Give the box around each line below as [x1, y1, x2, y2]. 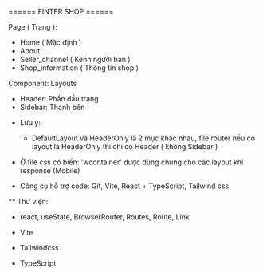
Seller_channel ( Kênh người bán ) [19, 55, 131, 64]
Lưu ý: [19, 118, 41, 127]
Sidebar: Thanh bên [19, 103, 85, 112]
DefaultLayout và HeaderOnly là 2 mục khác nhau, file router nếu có [31, 133, 256, 143]
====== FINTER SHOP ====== [8, 7, 114, 16]
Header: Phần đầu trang [19, 94, 99, 103]
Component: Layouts [8, 79, 77, 88]
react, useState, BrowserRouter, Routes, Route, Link [19, 212, 190, 222]
